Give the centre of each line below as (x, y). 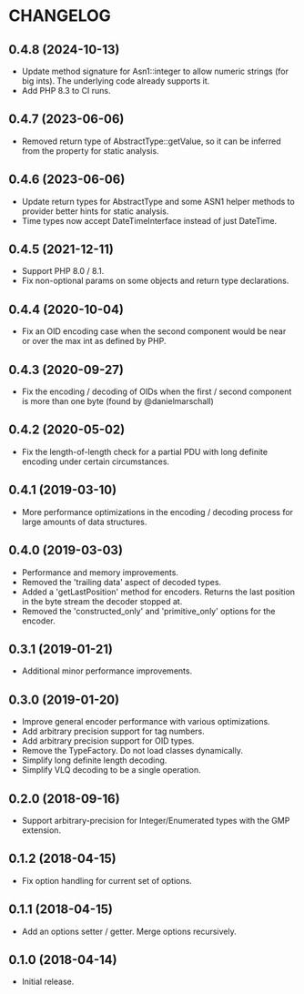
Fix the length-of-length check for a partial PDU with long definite (145, 451)
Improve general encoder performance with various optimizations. (146, 722)
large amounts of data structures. (84, 522)
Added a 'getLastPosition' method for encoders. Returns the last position (158, 592)
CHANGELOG (60, 16)
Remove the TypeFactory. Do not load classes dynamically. (132, 751)
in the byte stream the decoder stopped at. (102, 601)
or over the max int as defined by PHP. (94, 341)
